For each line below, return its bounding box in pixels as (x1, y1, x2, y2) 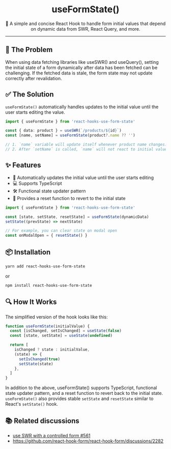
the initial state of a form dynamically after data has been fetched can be (5, 64, 158, 70)
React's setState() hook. (5, 401, 59, 407)
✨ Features (5, 161, 41, 169)
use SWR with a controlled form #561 (12, 432, 91, 438)
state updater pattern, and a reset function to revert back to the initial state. (5, 390, 163, 396)
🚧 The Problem (5, 45, 53, 54)
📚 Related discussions (5, 416, 80, 425)
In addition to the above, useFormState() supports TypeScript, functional (5, 385, 157, 391)
